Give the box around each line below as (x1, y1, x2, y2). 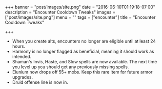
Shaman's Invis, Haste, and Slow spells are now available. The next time (12, 59, 157, 64)
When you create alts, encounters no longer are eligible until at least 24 (12, 38, 156, 44)
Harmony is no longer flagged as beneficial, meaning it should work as (12, 48, 155, 54)
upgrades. (12, 74, 33, 80)
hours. (12, 44, 25, 49)
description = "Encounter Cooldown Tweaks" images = (5, 9, 116, 15)
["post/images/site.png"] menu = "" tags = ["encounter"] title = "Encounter (5, 15, 156, 20)
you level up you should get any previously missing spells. (12, 64, 129, 70)
